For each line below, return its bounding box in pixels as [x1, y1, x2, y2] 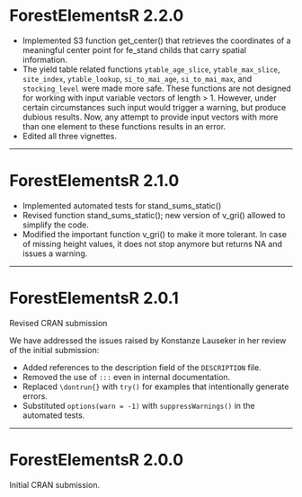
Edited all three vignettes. [22, 130, 117, 141]
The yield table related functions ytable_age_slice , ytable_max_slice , [22, 64, 280, 75]
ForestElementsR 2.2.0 [9, 5, 184, 26]
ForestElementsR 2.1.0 [9, 171, 180, 191]
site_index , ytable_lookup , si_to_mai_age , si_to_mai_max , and [22, 73, 253, 84]
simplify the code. [22, 219, 90, 230]
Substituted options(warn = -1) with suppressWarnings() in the [22, 400, 255, 411]
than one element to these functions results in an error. [22, 120, 226, 131]
